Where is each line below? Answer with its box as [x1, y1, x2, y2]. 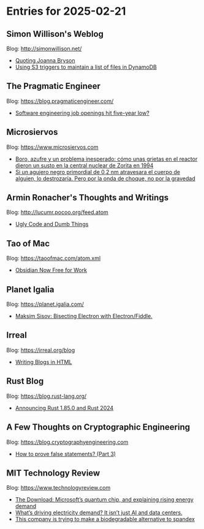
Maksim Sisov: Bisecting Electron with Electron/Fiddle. [15, 313, 153, 320]
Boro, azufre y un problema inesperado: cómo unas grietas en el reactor [15, 155, 198, 162]
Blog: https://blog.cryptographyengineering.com [6, 438, 129, 446]
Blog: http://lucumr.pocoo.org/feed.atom [6, 208, 108, 216]
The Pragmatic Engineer [6, 81, 101, 91]
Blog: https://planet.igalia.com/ [6, 300, 85, 308]
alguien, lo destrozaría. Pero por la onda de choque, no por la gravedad [15, 175, 195, 182]
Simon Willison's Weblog [6, 29, 104, 39]
